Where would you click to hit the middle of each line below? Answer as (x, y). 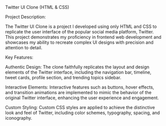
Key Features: (19, 57)
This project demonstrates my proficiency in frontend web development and (83, 37)
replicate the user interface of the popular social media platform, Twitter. (80, 32)
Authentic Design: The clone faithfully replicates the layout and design (77, 67)
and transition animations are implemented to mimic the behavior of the (79, 92)
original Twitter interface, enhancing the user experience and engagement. (82, 98)
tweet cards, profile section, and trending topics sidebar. (63, 77)
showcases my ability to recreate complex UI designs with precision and (79, 42)
